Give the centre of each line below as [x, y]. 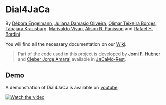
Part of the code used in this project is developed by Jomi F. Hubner [89, 54]
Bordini [13, 34]
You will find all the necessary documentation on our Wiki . [66, 44]
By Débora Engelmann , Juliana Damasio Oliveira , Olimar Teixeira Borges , [81, 23]
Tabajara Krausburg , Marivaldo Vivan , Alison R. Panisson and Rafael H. [79, 28]
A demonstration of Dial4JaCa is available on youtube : [62, 87]
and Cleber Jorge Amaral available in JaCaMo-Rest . [72, 59]
